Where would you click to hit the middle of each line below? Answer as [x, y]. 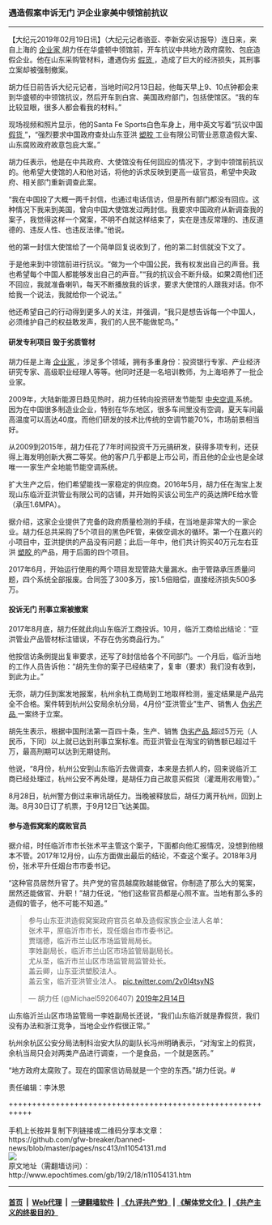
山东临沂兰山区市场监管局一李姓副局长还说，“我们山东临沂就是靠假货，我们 [134, 1015]
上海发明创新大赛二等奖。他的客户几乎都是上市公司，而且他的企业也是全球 [139, 457]
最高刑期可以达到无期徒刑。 [68, 751]
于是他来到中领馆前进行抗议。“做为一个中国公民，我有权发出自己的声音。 [131, 264]
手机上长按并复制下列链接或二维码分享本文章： [86, 1130]
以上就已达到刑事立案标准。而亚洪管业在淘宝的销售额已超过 [150, 741]
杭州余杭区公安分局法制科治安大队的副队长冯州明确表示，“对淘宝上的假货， [134, 1043]
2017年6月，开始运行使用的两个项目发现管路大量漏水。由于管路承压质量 [128, 569]
